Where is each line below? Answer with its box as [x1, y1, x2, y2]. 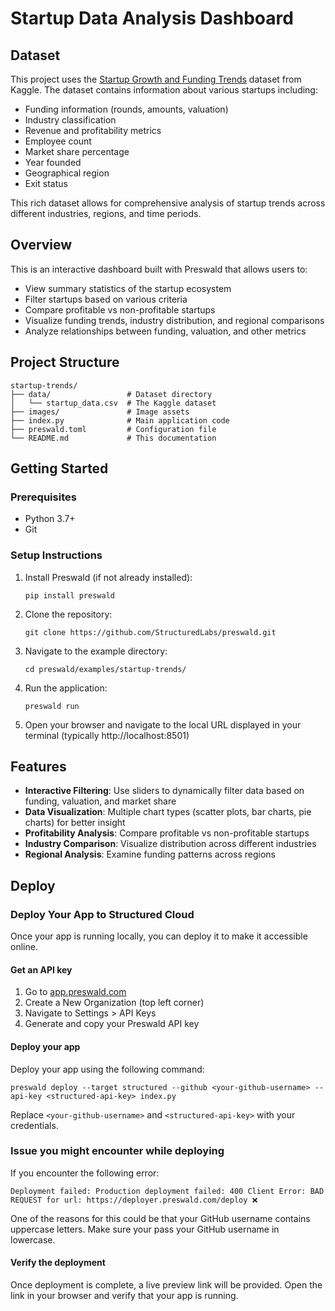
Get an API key [10, 963, 73, 976]
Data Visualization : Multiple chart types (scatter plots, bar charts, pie [24, 806, 312, 818]
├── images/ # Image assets [10, 407, 190, 417]
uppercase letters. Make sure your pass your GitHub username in [10, 1223, 280, 1235]
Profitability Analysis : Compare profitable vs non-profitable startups [24, 827, 310, 839]
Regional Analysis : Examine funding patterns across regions [24, 848, 276, 861]
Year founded [24, 157, 82, 168]
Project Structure [10, 354, 120, 371]
